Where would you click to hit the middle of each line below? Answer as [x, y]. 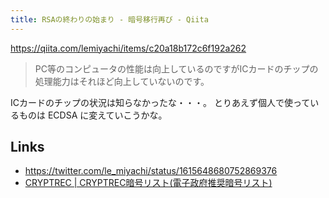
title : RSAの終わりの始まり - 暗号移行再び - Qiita [109, 19]
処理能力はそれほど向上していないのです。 [122, 81]
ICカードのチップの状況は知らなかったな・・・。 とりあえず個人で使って [160, 102]
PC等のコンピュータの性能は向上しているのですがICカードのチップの [176, 68]
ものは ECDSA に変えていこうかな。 [93, 115]
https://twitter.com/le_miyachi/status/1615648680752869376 [151, 171]
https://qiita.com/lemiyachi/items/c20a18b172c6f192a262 [128, 48]
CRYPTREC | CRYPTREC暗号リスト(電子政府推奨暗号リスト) [148, 183]
